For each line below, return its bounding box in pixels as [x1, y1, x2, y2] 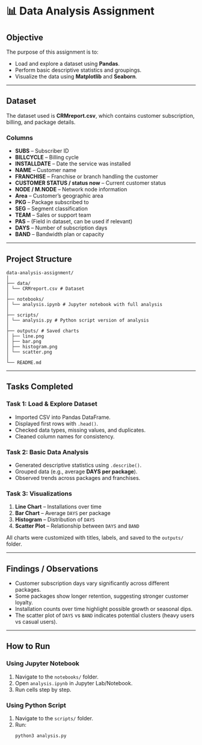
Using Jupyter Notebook [6, 659, 79, 668]
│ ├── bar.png [6, 338, 42, 344]
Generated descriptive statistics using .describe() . [14, 461, 142, 468]
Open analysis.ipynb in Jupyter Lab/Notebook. [14, 679, 133, 686]
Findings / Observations [6, 563, 99, 574]
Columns [6, 133, 34, 142]
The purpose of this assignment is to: [6, 48, 99, 56]
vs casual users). [14, 618, 58, 625]
